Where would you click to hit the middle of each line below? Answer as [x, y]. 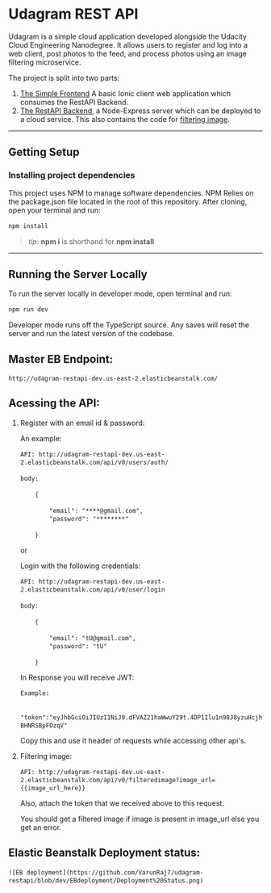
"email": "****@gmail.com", [96, 511]
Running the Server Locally [78, 274]
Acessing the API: [54, 404]
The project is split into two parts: [64, 78]
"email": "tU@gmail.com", [93, 638]
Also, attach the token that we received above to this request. [122, 803]
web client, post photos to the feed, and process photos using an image [128, 53]
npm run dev [28, 310]
